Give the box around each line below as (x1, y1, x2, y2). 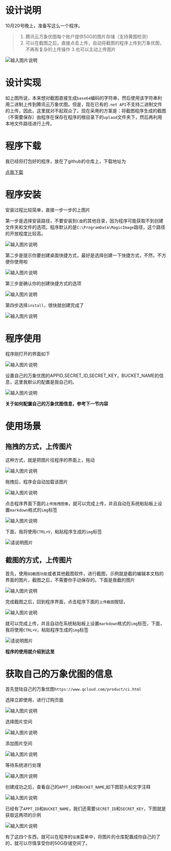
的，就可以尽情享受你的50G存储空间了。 (5, 840, 90, 846)
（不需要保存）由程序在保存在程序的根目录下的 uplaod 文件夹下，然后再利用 (5, 114, 162, 120)
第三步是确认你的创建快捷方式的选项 (5, 280, 82, 287)
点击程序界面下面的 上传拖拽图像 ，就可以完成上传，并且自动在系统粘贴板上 (5, 500, 158, 507)
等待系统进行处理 (5, 762, 41, 768)
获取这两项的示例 (5, 812, 41, 818)
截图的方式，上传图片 (5, 556, 72, 564)
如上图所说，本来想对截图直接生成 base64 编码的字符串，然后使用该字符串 (5, 95, 158, 101)
